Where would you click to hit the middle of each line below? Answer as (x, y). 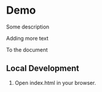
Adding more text (27, 38)
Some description (28, 27)
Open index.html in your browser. (55, 83)
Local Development (43, 69)
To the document (27, 50)
